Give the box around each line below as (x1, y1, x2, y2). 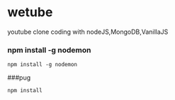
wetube (7, 4, 53, 20)
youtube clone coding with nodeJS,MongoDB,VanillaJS (7, 27, 169, 36)
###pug (7, 73, 31, 82)
